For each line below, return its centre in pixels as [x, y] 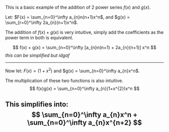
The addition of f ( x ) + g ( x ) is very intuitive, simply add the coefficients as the [84, 32]
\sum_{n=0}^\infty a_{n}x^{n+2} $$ [84, 123]
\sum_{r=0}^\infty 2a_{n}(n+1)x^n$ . [42, 23]
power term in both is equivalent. [39, 38]
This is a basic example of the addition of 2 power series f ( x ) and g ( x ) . [78, 7]
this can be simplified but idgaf [37, 55]
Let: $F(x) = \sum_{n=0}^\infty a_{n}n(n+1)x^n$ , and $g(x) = [68, 17]
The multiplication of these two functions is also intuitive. [64, 80]
